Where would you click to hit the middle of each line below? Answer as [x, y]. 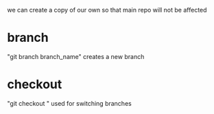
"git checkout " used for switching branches [69, 103]
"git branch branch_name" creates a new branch [76, 56]
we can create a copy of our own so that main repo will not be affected [107, 10]
